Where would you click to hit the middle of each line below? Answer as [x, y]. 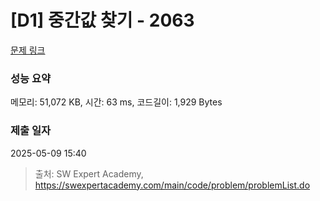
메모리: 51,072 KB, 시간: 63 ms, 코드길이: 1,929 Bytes [116, 102]
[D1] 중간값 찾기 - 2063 [102, 20]
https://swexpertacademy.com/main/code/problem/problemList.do [172, 185]
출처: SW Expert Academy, [89, 173]
